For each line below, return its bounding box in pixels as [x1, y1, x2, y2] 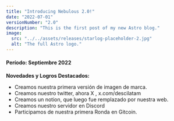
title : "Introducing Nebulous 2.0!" [6, 8, 95, 15]
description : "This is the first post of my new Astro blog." [6, 25, 160, 31]
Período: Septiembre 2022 [6, 59, 72, 66]
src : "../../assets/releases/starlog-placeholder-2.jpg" [11, 36, 152, 42]
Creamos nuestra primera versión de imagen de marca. [14, 84, 147, 91]
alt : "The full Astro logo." [11, 42, 82, 47]
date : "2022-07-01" [6, 14, 54, 20]
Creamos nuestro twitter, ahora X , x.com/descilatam [14, 90, 141, 97]
